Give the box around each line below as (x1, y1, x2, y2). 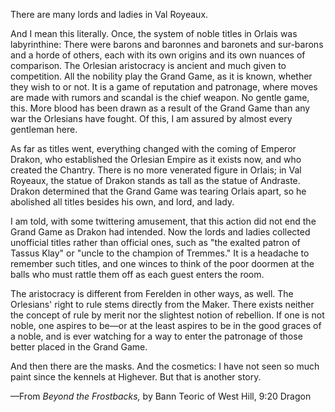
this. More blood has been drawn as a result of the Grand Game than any (10, 102, 311, 114)
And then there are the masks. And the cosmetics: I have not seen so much (10, 360, 320, 372)
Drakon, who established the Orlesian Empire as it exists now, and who (10, 154, 302, 165)
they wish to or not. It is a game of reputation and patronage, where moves (10, 81, 318, 93)
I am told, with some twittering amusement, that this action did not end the (10, 215, 317, 227)
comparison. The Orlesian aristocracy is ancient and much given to (10, 60, 287, 71)
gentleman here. (10, 124, 78, 135)
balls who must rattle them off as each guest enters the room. (10, 269, 265, 280)
